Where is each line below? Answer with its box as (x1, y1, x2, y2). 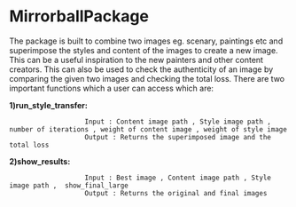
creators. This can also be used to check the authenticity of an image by (9, 64, 274, 75)
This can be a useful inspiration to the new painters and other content (9, 54, 264, 65)
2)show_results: (9, 155, 71, 166)
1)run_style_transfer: (9, 100, 89, 110)
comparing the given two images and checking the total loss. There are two (9, 73, 285, 84)
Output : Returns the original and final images (84, 188, 268, 197)
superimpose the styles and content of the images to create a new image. (9, 44, 278, 55)
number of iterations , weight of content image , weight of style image (9, 124, 288, 134)
